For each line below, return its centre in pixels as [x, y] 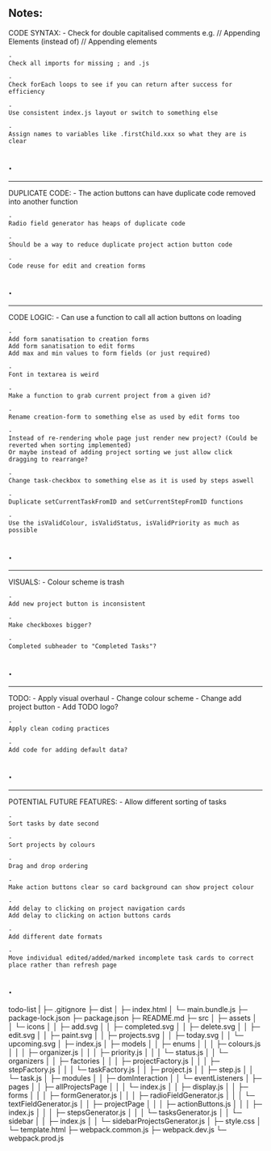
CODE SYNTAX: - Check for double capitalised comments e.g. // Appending [134, 32]
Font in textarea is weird [54, 375]
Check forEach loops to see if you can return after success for [120, 84]
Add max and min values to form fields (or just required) [110, 354]
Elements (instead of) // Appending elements [83, 41]
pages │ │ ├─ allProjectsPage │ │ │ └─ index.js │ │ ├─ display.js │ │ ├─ [128, 1086]
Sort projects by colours [52, 845]
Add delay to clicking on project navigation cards [97, 909]
